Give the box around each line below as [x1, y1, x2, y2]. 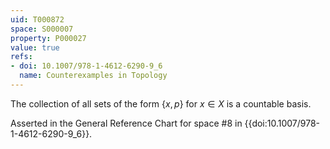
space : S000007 [10, 24, 74, 34]
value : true [10, 42, 60, 53]
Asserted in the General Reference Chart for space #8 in [10, 117, 243, 129]
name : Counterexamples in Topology [19, 71, 168, 81]
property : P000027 [10, 33, 87, 43]
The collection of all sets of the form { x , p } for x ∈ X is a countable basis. [10, 97, 312, 110]
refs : [10, 52, 33, 62]
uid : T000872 [10, 14, 65, 25]
